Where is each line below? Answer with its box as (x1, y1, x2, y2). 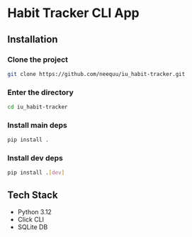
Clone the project (7, 55, 69, 65)
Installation (7, 33, 58, 45)
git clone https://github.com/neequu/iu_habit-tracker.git (7, 70, 186, 77)
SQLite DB (17, 223, 48, 231)
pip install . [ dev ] (7, 169, 65, 177)
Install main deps (7, 120, 67, 130)
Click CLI (17, 215, 45, 224)
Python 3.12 (17, 208, 52, 216)
